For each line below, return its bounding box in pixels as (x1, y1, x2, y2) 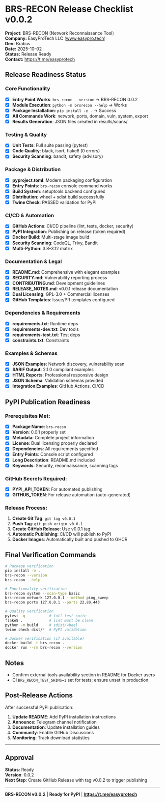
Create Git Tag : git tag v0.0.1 (12, 516, 76, 521)
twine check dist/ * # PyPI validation (5, 627, 87, 632)
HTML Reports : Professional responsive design (12, 372, 109, 378)
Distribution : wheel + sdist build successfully (12, 194, 105, 200)
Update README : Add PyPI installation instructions (12, 714, 116, 719)
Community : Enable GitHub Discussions (12, 729, 94, 735)
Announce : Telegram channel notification (12, 719, 97, 725)
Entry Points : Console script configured (12, 451, 93, 458)
